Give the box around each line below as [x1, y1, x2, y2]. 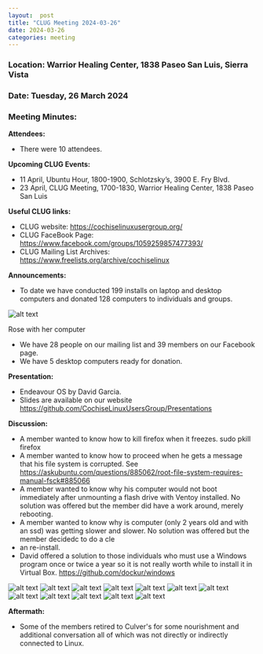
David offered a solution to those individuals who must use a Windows [19, 551, 247, 560]
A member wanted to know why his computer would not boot [19, 484, 217, 494]
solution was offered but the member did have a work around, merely [19, 501, 244, 511]
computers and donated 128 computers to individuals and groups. [19, 294, 233, 303]
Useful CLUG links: [8, 207, 71, 216]
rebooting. [19, 509, 53, 519]
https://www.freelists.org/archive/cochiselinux [19, 255, 170, 265]
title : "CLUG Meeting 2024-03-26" [8, 19, 122, 27]
